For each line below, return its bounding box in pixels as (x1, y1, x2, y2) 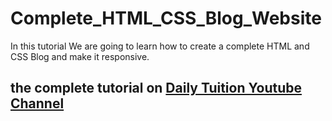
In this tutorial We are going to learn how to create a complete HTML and (10, 40, 310, 52)
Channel (10, 95, 65, 112)
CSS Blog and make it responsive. (10, 50, 150, 62)
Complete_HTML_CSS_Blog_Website (10, 7, 322, 30)
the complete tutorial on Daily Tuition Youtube (10, 80, 302, 97)
